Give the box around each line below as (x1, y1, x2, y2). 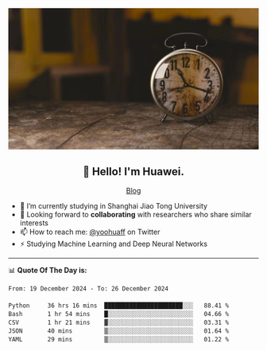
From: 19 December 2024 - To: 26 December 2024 (8, 285, 169, 293)
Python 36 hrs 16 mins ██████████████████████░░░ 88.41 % (8, 302, 229, 310)
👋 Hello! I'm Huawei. (82, 165, 185, 178)
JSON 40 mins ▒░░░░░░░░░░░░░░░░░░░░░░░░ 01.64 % (8, 326, 229, 335)
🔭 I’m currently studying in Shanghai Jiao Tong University (19, 201, 208, 211)
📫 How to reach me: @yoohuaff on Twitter (19, 227, 161, 237)
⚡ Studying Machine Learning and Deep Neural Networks (19, 239, 208, 249)
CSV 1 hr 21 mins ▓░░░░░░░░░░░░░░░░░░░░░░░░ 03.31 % (8, 318, 229, 326)
